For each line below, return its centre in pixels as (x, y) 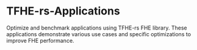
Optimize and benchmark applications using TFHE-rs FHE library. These (97, 28)
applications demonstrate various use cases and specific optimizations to (99, 34)
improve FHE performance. (40, 40)
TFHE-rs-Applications (63, 11)
